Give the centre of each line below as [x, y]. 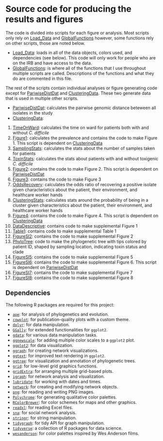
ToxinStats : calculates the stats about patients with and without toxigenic [85, 158]
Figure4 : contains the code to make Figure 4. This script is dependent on [85, 215]
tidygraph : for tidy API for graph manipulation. [58, 423]
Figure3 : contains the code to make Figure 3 [57, 179]
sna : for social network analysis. [44, 412]
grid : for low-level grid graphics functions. [55, 366]
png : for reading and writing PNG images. [53, 392]
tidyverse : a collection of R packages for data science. [67, 428]
